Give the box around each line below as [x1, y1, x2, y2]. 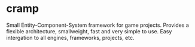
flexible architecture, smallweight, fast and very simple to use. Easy [6, 27, 172, 35]
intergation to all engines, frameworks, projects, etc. [6, 34, 135, 41]
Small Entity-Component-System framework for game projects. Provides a [6, 21, 190, 29]
